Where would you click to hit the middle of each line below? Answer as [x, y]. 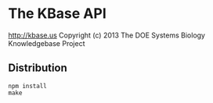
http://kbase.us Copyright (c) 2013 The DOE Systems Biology [107, 35]
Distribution [38, 68]
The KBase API [58, 14]
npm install [27, 86]
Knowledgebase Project [47, 43]
